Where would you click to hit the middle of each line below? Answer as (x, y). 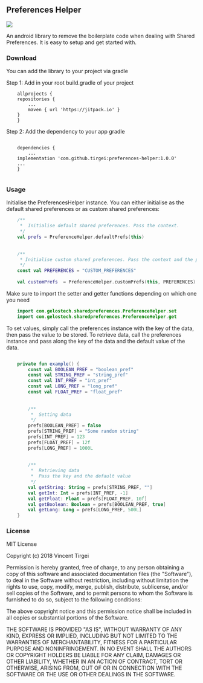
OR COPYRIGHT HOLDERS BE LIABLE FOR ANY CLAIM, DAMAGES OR (94, 655)
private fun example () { (48, 364)
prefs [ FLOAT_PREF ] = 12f (59, 442)
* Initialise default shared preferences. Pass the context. (100, 226)
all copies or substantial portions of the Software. (67, 618)
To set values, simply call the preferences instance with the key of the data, (100, 328)
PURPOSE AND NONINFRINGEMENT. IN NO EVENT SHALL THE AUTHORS (99, 649)
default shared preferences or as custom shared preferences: (83, 209)
